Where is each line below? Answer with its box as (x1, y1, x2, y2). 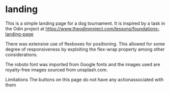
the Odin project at (5, 25, 45, 31)
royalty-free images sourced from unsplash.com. (5, 67, 108, 73)
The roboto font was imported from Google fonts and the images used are (5, 61, 160, 67)
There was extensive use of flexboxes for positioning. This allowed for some (5, 40, 165, 47)
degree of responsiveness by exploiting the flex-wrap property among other (5, 46, 165, 52)
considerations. (5, 52, 38, 58)
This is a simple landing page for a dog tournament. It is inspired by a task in (5, 20, 165, 26)
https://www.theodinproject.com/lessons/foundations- (45, 25, 160, 31)
